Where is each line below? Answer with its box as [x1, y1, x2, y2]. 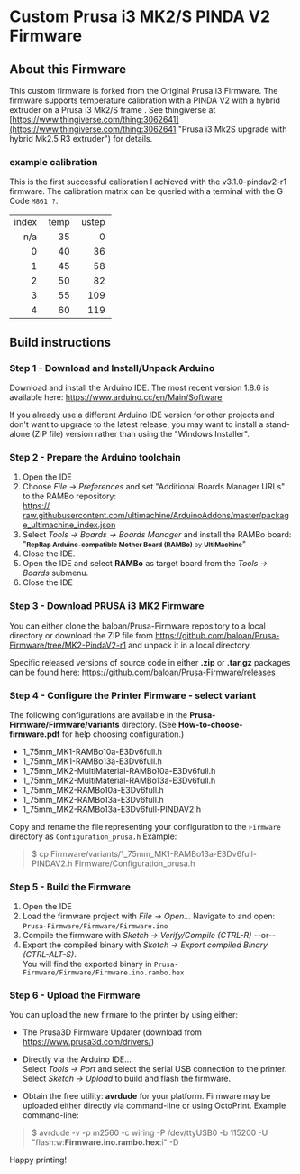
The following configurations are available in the [9, 709, 187, 720]
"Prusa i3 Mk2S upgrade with [177, 124, 287, 135]
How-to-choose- [178, 719, 243, 730]
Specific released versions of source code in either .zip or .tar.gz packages [9, 657, 291, 667]
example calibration [9, 155, 98, 168]
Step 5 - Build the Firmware [9, 880, 132, 893]
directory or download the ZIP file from [9, 629, 153, 640]
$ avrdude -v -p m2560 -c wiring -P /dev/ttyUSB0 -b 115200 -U [31, 1127, 268, 1139]
